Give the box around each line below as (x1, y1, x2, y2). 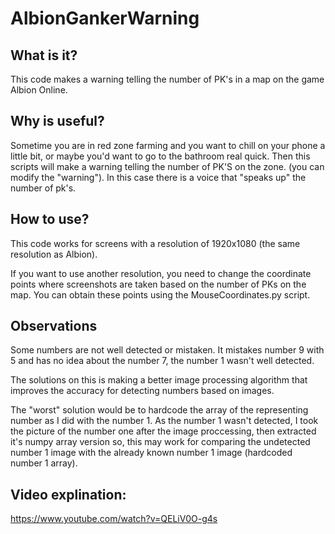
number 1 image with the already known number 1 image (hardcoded (10, 447, 293, 459)
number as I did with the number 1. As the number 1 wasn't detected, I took (10, 415, 319, 427)
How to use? (10, 211, 90, 228)
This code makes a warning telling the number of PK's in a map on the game (10, 73, 325, 85)
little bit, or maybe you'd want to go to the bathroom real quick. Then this (10, 150, 311, 162)
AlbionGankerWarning (10, 7, 200, 30)
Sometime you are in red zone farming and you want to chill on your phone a (10, 139, 326, 151)
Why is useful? (10, 113, 105, 130)
